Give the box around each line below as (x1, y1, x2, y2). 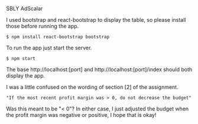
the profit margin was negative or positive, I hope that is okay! (6, 112, 157, 118)
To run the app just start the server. (6, 44, 92, 51)
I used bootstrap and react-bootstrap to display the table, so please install (6, 16, 186, 23)
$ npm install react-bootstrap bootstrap (6, 34, 110, 40)
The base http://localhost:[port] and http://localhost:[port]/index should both (6, 66, 193, 73)
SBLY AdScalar (6, 5, 43, 12)
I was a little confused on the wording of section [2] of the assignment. (6, 83, 178, 91)
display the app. (6, 72, 46, 79)
